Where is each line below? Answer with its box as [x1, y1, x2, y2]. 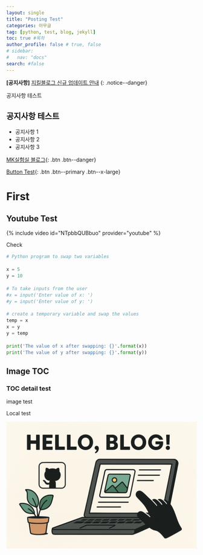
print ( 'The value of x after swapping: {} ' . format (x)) [6, 343, 147, 349]
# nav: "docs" [6, 54, 47, 60]
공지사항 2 [14, 136, 40, 143]
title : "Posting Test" [6, 16, 63, 22]
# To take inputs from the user [6, 285, 88, 291]
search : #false [6, 60, 45, 67]
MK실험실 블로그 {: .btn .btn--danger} [6, 156, 97, 163]
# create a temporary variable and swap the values [6, 311, 139, 317]
